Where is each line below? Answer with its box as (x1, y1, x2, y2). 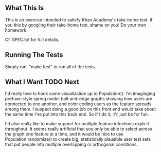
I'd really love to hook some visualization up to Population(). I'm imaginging (5, 91, 156, 96)
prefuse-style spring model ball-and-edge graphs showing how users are (5, 96, 153, 102)
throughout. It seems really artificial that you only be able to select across (5, 126, 152, 132)
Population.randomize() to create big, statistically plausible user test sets (5, 136, 151, 142)
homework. (5, 27, 28, 33)
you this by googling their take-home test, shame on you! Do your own (5, 22, 146, 28)
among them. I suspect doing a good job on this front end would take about (5, 106, 156, 112)
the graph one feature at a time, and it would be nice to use (5, 131, 124, 137)
